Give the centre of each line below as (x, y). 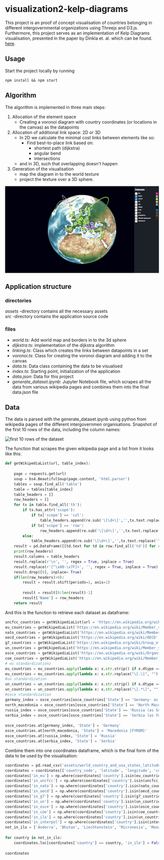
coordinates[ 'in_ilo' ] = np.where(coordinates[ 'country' (64, 817)
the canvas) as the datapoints (49, 127)
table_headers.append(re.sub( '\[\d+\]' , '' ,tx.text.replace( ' (95, 541)
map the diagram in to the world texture (59, 174)
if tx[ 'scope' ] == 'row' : (57, 525)
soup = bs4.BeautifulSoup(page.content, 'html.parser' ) (72, 479)
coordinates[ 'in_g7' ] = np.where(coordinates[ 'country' (63, 796)
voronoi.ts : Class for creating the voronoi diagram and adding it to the (82, 355)
